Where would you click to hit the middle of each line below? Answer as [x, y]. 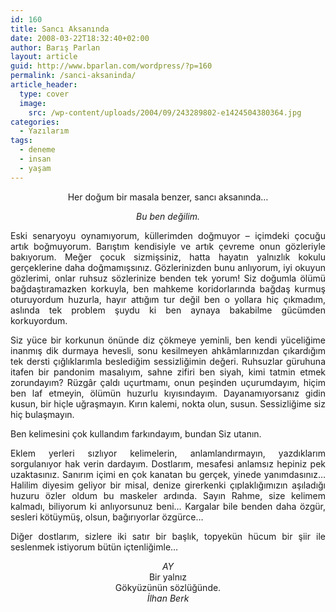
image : [33, 103]
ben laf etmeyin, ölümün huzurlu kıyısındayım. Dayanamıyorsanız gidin [168, 393]
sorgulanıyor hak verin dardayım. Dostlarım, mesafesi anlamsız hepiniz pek [168, 463]
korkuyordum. [39, 320]
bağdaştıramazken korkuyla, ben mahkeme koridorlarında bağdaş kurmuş [168, 288]
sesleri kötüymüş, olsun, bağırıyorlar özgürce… [107, 517]
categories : [35, 122]
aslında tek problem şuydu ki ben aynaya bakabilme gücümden [168, 310]
